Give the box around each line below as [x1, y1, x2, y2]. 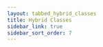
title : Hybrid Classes [7, 17, 72, 23]
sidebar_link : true [7, 23, 63, 30]
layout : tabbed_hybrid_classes [7, 10, 97, 17]
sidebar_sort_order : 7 [7, 29, 72, 37]
